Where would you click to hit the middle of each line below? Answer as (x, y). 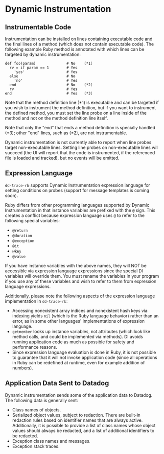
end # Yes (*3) (49, 94)
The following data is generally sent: (42, 400)
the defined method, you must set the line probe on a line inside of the (76, 113)
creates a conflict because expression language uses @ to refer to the (75, 215)
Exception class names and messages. (51, 441)
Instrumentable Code (38, 27)
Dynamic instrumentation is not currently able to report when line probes (78, 142)
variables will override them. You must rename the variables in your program (82, 276)
